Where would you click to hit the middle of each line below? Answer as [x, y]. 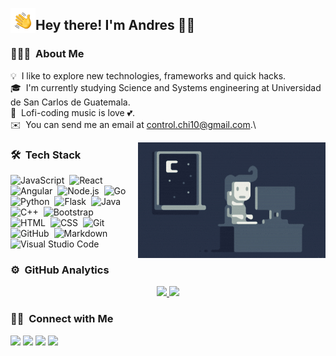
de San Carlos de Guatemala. [70, 102]
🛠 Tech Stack [46, 155]
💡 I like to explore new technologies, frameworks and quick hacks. [148, 75]
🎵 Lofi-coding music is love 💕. [73, 112]
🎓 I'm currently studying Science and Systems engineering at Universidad [166, 87]
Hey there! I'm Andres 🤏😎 [115, 25]
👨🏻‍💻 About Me [47, 54]
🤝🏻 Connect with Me [62, 319]
